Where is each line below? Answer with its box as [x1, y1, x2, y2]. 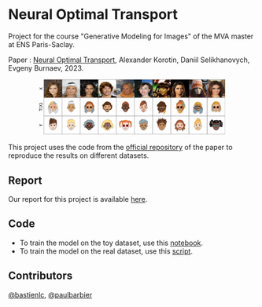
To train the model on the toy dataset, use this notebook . [19, 238, 203, 247]
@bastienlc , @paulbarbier [8, 290, 93, 299]
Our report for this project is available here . [8, 195, 148, 204]
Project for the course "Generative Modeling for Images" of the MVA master [8, 31, 254, 41]
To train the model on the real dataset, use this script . [19, 246, 193, 256]
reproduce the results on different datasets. [8, 151, 149, 160]
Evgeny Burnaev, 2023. [8, 63, 84, 72]
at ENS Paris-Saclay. [8, 39, 75, 49]
